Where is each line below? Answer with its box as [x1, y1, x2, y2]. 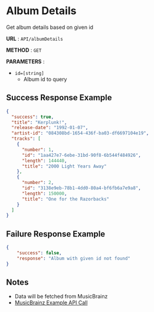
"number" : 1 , [21, 146, 54, 153]
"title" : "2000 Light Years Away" [21, 163, 107, 169]
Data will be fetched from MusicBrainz [14, 293, 108, 300]
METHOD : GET [6, 46, 42, 54]
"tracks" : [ [11, 136, 41, 142]
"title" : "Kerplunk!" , [11, 119, 67, 125]
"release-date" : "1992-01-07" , [11, 125, 89, 131]
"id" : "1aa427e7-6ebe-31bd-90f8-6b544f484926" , [21, 152, 142, 158]
